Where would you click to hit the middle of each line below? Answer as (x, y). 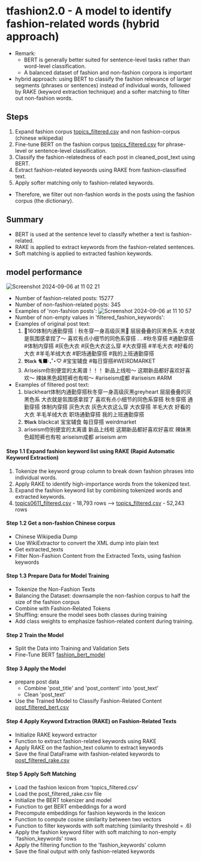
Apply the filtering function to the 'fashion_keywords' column (90, 845)
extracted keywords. (40, 496)
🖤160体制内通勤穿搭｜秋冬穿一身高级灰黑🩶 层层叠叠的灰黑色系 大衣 (107, 331)
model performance (44, 272)
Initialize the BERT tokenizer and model (63, 800)
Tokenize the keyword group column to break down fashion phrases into (104, 471)
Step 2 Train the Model (35, 635)
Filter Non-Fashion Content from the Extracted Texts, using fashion (98, 555)
